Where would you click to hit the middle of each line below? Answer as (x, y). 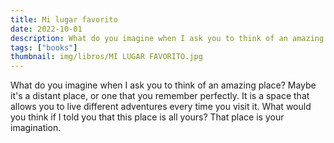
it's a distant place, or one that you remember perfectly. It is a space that (160, 96)
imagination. (36, 128)
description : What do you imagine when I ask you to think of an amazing (167, 38)
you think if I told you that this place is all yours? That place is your (147, 117)
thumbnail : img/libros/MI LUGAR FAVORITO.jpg (106, 57)
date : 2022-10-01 (46, 29)
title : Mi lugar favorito (64, 19)
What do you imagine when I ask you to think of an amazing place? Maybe (163, 85)
